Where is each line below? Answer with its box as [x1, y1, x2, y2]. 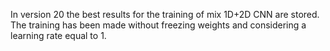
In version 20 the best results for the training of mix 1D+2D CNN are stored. [10, 9, 320, 20]
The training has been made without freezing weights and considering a [10, 19, 307, 31]
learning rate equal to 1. [10, 30, 107, 41]
